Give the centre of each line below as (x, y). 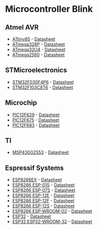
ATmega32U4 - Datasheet (39, 49)
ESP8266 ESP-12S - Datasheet (43, 206)
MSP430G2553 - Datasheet (40, 152)
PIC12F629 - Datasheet (36, 115)
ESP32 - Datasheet (32, 216)
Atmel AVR (22, 27)
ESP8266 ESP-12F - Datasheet (43, 201)
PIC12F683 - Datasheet (36, 125)
